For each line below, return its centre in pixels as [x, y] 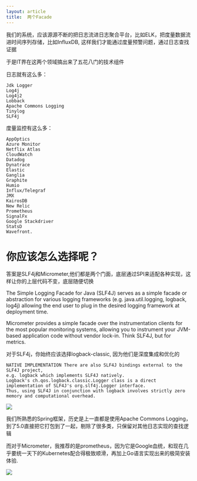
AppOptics [18, 139]
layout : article [26, 11]
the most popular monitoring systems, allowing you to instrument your [91, 329]
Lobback [16, 101]
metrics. [16, 342]
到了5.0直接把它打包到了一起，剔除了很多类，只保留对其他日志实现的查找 [95, 426]
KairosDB [17, 201]
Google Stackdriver [30, 221]
